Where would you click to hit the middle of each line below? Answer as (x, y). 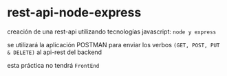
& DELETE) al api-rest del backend (54, 52)
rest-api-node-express (74, 13)
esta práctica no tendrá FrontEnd (53, 65)
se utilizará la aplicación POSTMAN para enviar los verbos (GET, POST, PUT (113, 45)
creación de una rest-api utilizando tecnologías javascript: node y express (112, 31)
